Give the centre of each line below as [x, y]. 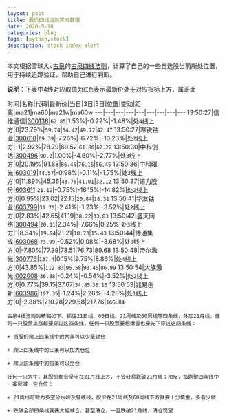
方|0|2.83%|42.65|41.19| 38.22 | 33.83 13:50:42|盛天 [78, 216]
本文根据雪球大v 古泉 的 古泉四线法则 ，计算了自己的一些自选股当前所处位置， [114, 66]
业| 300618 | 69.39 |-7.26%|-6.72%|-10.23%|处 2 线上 [78, 138]
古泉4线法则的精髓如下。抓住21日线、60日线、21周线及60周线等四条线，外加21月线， [111, 316]
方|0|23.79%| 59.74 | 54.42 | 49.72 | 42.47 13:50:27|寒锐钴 [83, 129]
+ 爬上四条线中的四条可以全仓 [44, 364]
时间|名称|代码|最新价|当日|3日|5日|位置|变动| [71, 104]
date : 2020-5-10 [30, 26]
